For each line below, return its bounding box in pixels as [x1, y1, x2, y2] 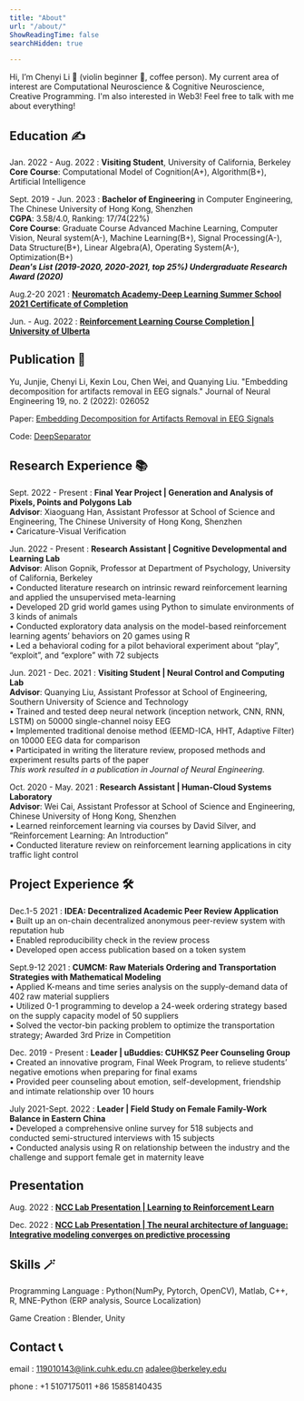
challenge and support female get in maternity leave [9, 1152, 204, 1163]
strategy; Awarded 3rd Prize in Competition [9, 1029, 172, 1040]
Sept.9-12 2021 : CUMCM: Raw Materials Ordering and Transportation [9, 962, 277, 973]
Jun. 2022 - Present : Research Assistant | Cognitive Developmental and [9, 543, 288, 554]
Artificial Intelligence [9, 176, 86, 187]
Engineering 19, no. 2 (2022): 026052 [9, 395, 150, 406]
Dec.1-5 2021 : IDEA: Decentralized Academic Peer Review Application [9, 905, 279, 916]
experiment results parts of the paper [9, 754, 150, 765]
